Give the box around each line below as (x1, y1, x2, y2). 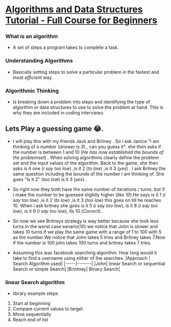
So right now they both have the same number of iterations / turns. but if (12, 186, 165, 192)
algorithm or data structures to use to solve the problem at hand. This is (12, 104, 163, 111)
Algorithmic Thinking (5, 87, 59, 94)
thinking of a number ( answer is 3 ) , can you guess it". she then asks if (12, 144, 161, 150)
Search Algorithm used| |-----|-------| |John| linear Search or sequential (12, 260, 165, 267)
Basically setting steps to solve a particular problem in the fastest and (12, 69, 159, 75)
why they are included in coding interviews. (12, 110, 105, 116)
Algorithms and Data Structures (5, 4, 143, 15)
